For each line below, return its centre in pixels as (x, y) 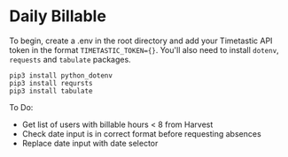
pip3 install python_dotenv (61, 75)
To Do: (21, 107)
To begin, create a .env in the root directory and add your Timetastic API (141, 41)
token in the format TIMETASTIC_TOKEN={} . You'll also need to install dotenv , (144, 49)
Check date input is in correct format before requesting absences (141, 133)
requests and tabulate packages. (70, 59)
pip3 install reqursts (51, 83)
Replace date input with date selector (90, 143)
